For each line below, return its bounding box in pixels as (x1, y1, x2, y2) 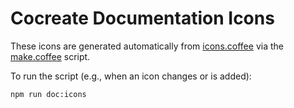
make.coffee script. (10, 50, 91, 62)
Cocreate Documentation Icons (10, 7, 275, 30)
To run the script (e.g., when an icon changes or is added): (10, 70, 252, 82)
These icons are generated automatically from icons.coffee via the (10, 40, 284, 52)
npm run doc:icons (10, 89, 87, 99)
